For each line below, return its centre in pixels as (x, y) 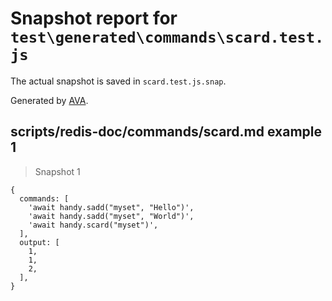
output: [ (39, 242)
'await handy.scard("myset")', (93, 225)
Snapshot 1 (57, 171)
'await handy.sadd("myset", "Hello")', (111, 207)
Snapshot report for (94, 18)
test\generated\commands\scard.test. (167, 37)
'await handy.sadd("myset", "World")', (111, 216)
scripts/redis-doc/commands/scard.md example (166, 132)
